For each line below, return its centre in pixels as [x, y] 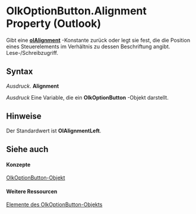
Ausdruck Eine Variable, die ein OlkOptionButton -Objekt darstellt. [88, 97]
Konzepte [18, 165]
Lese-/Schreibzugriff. [32, 52]
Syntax [20, 72]
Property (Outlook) [54, 24]
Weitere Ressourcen [32, 191]
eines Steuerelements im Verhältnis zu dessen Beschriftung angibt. [88, 46]
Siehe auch [27, 149]
